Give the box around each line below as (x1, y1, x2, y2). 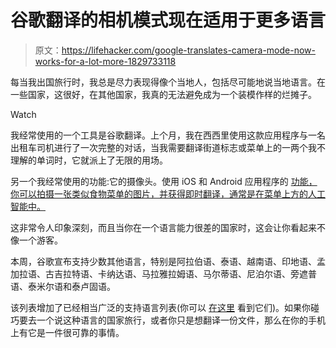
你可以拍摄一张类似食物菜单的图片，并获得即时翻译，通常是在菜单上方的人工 (10, 187, 326, 200)
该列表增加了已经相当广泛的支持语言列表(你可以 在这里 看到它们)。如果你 (10, 301, 312, 313)
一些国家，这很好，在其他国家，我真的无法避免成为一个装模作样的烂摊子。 (10, 88, 317, 100)
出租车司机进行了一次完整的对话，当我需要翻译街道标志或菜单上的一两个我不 (10, 141, 326, 153)
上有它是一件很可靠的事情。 (10, 326, 125, 338)
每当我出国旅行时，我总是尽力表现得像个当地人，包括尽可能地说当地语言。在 (10, 76, 326, 88)
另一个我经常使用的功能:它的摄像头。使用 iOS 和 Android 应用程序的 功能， (10, 175, 318, 187)
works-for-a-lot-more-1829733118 (34, 55, 177, 67)
